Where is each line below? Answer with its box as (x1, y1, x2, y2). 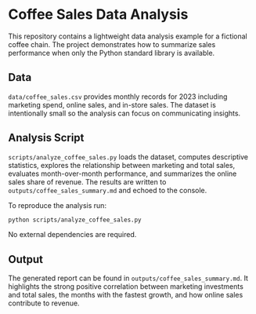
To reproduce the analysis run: (8, 200, 107, 210)
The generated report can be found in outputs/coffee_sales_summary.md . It (8, 273, 249, 283)
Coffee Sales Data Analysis (8, 5, 189, 24)
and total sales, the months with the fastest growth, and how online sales (8, 290, 243, 300)
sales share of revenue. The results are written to (8, 177, 167, 186)
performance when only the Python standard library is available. (8, 48, 215, 57)
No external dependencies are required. (8, 230, 137, 239)
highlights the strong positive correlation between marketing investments (8, 282, 244, 291)
